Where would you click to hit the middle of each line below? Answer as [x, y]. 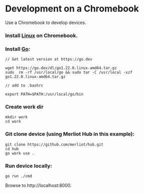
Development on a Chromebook [72, 9]
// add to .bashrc [24, 85]
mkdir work [16, 117]
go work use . [20, 153]
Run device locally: [29, 165]
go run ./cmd [19, 176]
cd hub [12, 149]
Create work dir [24, 107]
